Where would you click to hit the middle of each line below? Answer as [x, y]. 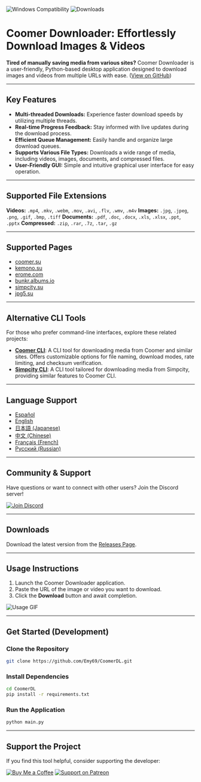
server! [15, 494]
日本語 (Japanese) [38, 428]
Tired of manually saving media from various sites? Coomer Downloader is [100, 62]
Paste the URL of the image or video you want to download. [88, 589]
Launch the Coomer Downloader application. [70, 583]
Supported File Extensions [57, 196]
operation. [28, 171]
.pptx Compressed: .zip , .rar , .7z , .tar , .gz [62, 223]
